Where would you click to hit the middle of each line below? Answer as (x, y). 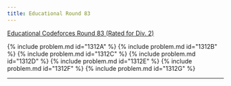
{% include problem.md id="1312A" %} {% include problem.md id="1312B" (112, 46)
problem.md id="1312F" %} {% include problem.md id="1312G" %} (101, 68)
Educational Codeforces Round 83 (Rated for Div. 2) (81, 33)
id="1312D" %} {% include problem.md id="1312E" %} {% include (100, 61)
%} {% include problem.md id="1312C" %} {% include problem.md (101, 54)
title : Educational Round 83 (49, 13)
